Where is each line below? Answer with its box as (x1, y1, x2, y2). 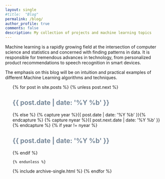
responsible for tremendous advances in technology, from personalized (5, 55, 151, 60)
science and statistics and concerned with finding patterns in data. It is (5, 49, 150, 55)
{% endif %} (12, 150, 38, 156)
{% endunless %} (12, 159, 46, 164)
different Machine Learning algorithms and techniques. (5, 75, 117, 80)
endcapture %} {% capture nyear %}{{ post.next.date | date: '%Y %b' (12, 117, 155, 123)
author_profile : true (5, 21, 50, 26)
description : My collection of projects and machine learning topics (5, 30, 152, 35)
